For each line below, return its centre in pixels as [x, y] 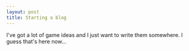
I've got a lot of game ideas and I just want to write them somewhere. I [94, 35]
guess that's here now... [37, 41]
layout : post [23, 12]
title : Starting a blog [37, 18]
